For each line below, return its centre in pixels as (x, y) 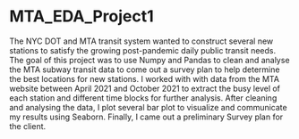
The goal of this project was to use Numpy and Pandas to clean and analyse (149, 60)
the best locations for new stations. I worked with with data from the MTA (145, 78)
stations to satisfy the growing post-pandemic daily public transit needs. (142, 50)
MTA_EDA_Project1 (81, 16)
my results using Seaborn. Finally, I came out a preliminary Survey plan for (146, 117)
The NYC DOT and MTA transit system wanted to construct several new (141, 41)
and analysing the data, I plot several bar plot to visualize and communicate (149, 107)
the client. (28, 126)
